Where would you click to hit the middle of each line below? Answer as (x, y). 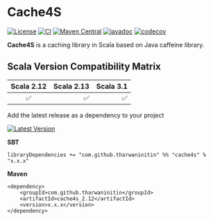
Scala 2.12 (29, 86)
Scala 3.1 (112, 86)
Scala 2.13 (71, 86)
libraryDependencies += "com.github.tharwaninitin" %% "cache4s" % (107, 155)
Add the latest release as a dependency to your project (86, 115)
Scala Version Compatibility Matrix (84, 67)
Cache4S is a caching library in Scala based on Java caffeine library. (106, 44)
